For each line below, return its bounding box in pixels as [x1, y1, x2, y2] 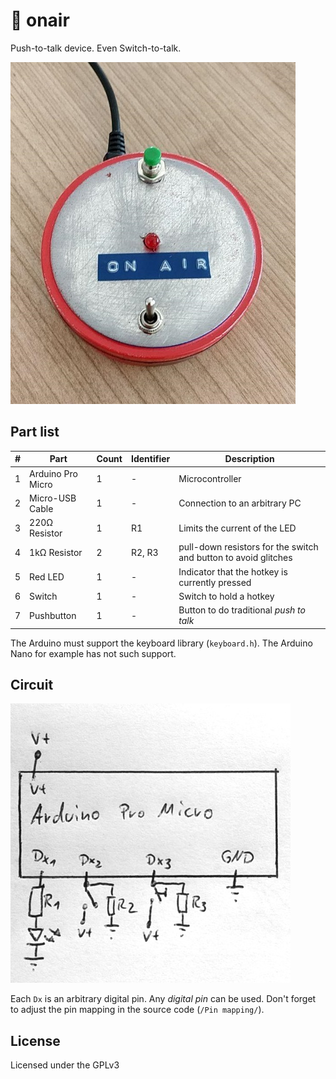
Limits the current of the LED [178, 522, 297, 534]
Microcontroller [178, 473, 242, 484]
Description [224, 453, 275, 465]
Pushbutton [29, 609, 77, 621]
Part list [10, 424, 60, 441]
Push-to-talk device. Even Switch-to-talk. [10, 42, 182, 54]
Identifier [130, 453, 171, 465]
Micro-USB [29, 492, 77, 504]
